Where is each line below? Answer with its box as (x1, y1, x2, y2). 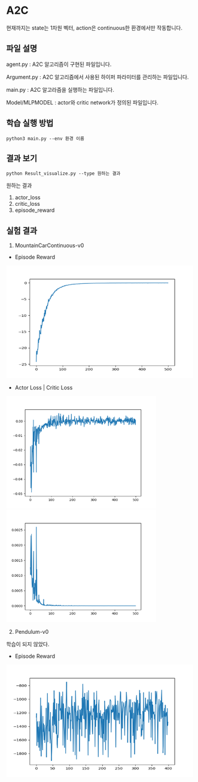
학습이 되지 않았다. (6, 640, 50, 648)
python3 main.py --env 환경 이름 (6, 136, 85, 142)
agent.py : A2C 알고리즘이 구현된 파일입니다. (6, 61, 112, 68)
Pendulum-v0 (14, 628, 49, 636)
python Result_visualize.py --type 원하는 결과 (6, 170, 121, 177)
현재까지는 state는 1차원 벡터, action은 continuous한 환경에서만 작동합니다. (6, 24, 182, 31)
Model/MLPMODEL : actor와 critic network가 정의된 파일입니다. (6, 98, 159, 106)
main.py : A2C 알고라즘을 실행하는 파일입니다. (6, 86, 115, 93)
